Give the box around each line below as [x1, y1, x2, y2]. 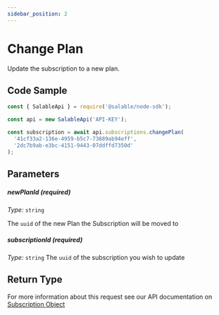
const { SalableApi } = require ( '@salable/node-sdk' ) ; [7, 103, 172, 110]
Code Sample [7, 84, 68, 96]
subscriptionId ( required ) [7, 235, 83, 244]
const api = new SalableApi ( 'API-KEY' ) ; [7, 116, 128, 124]
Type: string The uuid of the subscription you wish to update [7, 253, 185, 261]
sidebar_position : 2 [7, 10, 68, 18]
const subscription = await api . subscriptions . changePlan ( [7, 129, 184, 136]
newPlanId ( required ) [7, 188, 71, 196]
